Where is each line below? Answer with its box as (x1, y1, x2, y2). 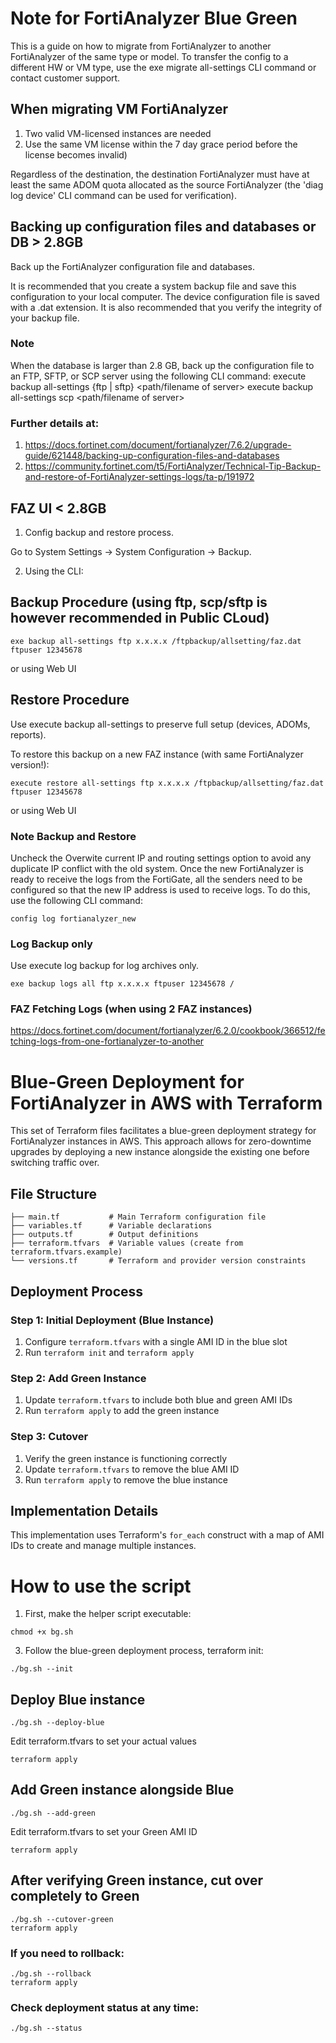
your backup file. (10, 312, 80, 324)
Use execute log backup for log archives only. (10, 960, 200, 972)
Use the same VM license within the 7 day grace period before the (24, 138, 298, 150)
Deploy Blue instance (10, 1691, 146, 1708)
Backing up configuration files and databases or (10, 218, 317, 236)
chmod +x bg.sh (10, 1627, 74, 1637)
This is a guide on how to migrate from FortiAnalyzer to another (10, 40, 272, 52)
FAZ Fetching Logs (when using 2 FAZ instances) (10, 1002, 253, 1016)
